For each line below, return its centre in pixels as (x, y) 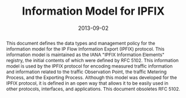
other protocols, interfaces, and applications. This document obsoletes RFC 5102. (93, 89)
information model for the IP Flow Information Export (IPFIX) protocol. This (85, 49)
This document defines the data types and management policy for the (80, 43)
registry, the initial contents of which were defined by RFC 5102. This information (92, 60)
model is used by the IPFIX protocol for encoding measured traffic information (89, 66)
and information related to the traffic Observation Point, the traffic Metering (86, 72)
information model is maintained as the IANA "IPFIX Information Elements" (85, 54)
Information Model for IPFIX (93, 11)
